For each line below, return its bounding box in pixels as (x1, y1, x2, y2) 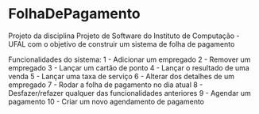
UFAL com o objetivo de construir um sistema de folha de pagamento (8, 39, 235, 48)
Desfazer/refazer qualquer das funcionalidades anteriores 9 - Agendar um (8, 88, 252, 97)
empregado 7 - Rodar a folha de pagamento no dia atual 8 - (8, 80, 203, 89)
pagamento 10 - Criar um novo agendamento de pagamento (8, 97, 205, 106)
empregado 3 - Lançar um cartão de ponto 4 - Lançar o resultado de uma (8, 63, 250, 72)
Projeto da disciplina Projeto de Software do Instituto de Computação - (8, 31, 240, 40)
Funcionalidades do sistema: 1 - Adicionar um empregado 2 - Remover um (8, 55, 251, 64)
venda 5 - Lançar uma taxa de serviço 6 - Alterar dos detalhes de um (8, 71, 234, 81)
